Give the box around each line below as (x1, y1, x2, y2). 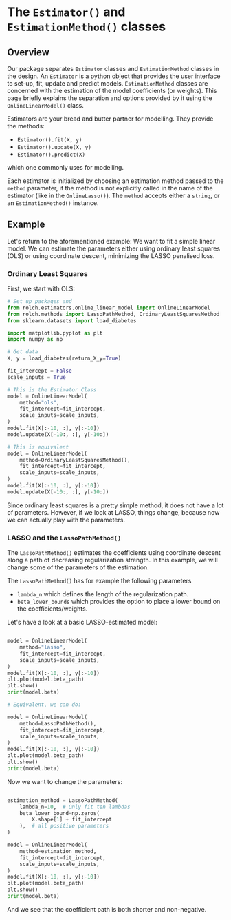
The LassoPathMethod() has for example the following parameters (7, 577, 192, 585)
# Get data (7, 349, 38, 355)
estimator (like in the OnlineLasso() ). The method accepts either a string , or (7, 191, 220, 199)
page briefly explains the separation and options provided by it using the (7, 94, 213, 102)
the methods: (7, 122, 45, 130)
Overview (7, 46, 50, 58)
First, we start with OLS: (7, 284, 76, 293)
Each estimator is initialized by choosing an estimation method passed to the (7, 177, 224, 185)
